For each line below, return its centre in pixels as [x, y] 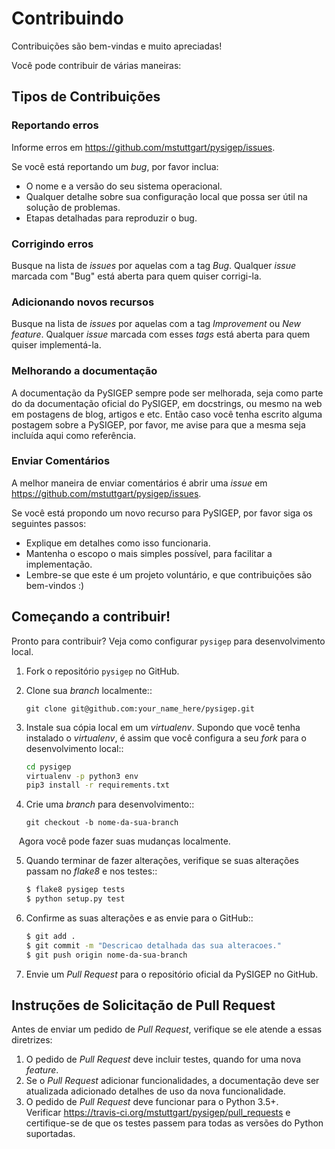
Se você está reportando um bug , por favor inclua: [115, 166]
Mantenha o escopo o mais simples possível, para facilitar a [149, 553]
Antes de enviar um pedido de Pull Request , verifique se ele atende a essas [167, 1029]
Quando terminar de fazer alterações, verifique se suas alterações [162, 861]
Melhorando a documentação [84, 371]
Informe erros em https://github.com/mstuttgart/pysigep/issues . [143, 147]
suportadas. [50, 1134]
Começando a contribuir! [91, 617]
